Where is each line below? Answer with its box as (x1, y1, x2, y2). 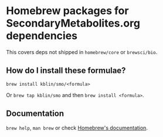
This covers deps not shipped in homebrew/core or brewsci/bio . (6, 48, 158, 55)
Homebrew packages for (6, 4, 129, 18)
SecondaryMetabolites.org (6, 16, 141, 30)
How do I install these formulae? (6, 66, 126, 76)
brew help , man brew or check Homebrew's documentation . (6, 124, 148, 131)
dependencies (6, 29, 78, 42)
